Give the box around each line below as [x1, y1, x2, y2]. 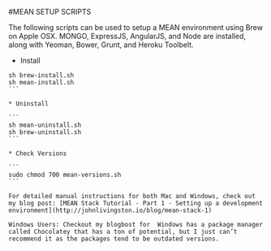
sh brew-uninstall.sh [8, 128, 82, 136]
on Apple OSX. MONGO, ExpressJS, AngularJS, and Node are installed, [8, 32, 246, 41]
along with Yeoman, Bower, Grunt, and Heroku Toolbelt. [8, 40, 194, 50]
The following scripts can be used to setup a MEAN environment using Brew [8, 23, 264, 32]
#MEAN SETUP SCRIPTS [8, 7, 92, 16]
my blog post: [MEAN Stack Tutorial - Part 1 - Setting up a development [8, 199, 264, 207]
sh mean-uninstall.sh [8, 121, 82, 129]
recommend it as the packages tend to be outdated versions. [8, 235, 220, 243]
